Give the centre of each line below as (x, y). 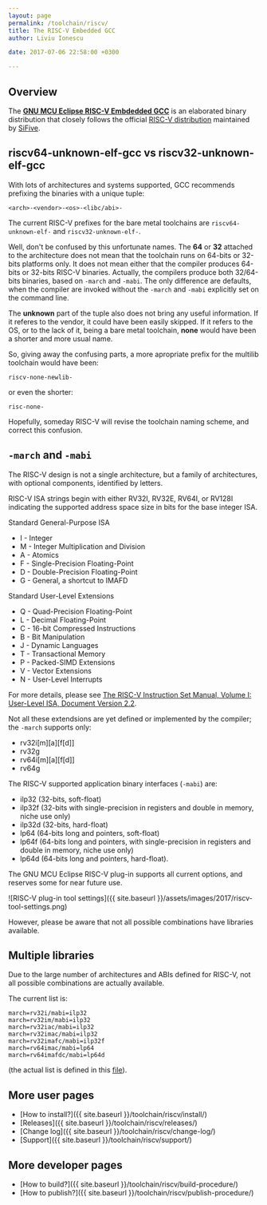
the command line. (39, 297)
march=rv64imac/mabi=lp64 (51, 1048)
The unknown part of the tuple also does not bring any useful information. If (133, 313)
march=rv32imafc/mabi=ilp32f (57, 1041)
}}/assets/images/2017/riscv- (204, 898)
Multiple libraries (51, 955)
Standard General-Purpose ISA (59, 522)
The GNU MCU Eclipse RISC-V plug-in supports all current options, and (126, 874)
